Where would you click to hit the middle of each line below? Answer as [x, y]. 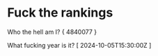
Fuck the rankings [60, 13]
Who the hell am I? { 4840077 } [52, 32]
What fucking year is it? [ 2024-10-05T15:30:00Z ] [79, 45]
